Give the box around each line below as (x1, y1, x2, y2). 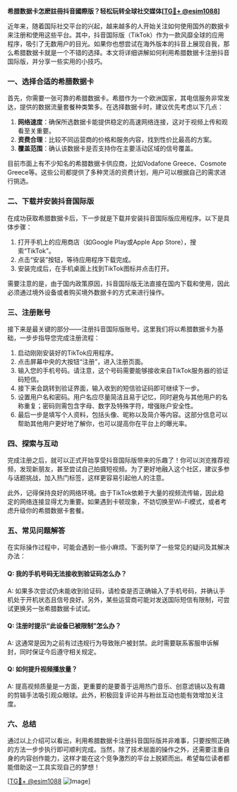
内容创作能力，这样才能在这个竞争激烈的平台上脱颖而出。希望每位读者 (19, 754, 224, 762)
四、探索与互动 (7, 438, 59, 448)
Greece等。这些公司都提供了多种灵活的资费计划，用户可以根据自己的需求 (7, 168, 220, 177)
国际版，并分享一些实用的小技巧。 (7, 57, 107, 66)
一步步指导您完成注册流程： (19, 333, 100, 342)
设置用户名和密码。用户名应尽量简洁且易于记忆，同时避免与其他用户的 (17, 392, 222, 401)
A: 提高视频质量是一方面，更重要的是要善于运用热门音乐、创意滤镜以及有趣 (7, 682, 226, 691)
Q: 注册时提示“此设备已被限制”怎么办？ (7, 622, 121, 630)
